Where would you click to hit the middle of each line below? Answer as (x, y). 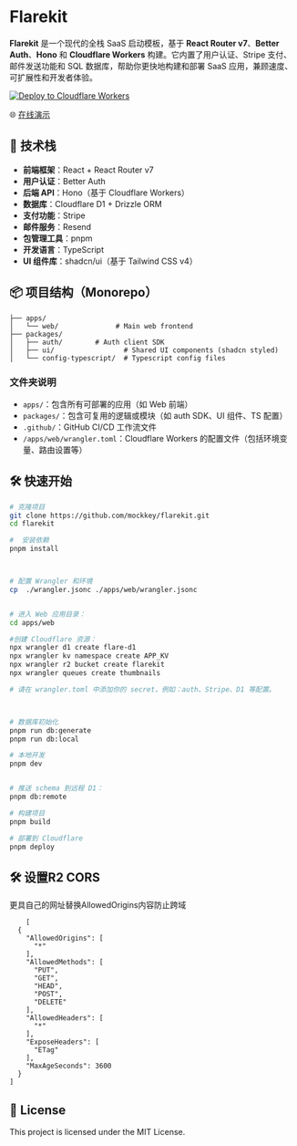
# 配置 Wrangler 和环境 (51, 581)
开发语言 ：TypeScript (63, 249)
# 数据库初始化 (34, 722)
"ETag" (46, 1050)
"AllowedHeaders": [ (65, 1018)
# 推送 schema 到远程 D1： (56, 788)
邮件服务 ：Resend (57, 226)
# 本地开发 (27, 755)
